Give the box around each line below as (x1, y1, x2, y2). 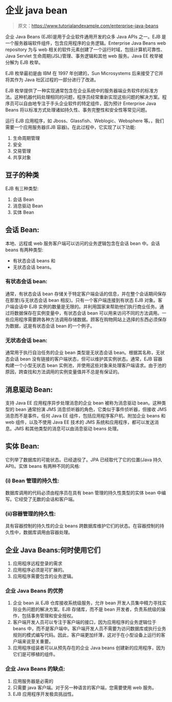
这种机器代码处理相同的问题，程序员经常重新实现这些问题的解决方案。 (14, 93, 162, 100)
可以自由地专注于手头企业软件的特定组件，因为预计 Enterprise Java (14, 100, 156, 106)
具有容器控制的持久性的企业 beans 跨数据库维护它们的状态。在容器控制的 (5, 523, 160, 529)
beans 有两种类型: (5, 246, 44, 253)
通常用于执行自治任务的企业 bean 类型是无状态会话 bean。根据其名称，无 (5, 350, 160, 356)
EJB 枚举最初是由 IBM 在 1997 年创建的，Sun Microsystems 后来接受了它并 (5, 70, 164, 76)
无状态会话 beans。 (12, 264, 55, 270)
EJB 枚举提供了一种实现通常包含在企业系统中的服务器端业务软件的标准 (5, 87, 154, 93)
